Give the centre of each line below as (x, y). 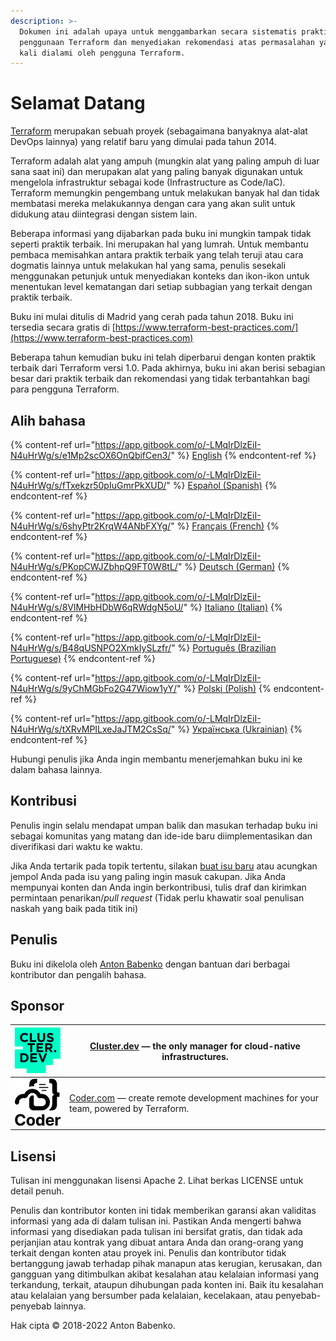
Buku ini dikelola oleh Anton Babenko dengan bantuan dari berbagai (150, 964)
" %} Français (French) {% (225, 526)
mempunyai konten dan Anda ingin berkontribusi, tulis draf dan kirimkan (158, 887)
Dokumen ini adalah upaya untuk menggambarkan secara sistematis (158, 31)
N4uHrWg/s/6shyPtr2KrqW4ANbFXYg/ (91, 526)
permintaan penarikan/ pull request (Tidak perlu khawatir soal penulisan (157, 897)
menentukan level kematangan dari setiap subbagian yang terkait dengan (161, 287)
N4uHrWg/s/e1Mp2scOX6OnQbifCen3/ (91, 455)
